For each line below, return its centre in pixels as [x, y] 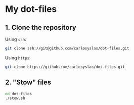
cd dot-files [19, 94]
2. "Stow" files [28, 82]
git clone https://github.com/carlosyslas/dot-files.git [65, 67]
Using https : [18, 57]
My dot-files [31, 9]
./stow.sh [15, 98]
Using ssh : [16, 39]
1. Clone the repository [41, 27]
